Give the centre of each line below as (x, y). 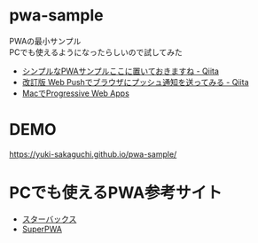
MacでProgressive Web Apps (76, 93)
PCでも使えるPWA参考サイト (116, 193)
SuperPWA (42, 229)
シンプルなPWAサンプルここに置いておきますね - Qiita (121, 71)
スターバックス (49, 219)
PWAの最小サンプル (45, 41)
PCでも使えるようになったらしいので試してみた (96, 52)
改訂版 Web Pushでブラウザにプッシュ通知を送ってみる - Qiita (135, 82)
